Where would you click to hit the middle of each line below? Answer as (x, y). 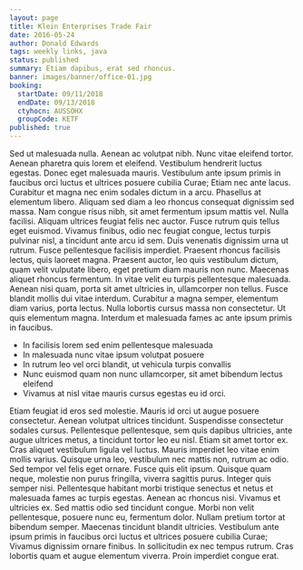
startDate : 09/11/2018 (60, 94)
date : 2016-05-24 (42, 35)
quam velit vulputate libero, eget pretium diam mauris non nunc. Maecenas (149, 270)
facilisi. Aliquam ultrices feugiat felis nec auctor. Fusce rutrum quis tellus (145, 221)
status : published (44, 60)
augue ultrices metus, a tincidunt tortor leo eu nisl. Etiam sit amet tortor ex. (149, 440)
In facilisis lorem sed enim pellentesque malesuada (117, 345)
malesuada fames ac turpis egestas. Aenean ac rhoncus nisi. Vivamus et (145, 498)
